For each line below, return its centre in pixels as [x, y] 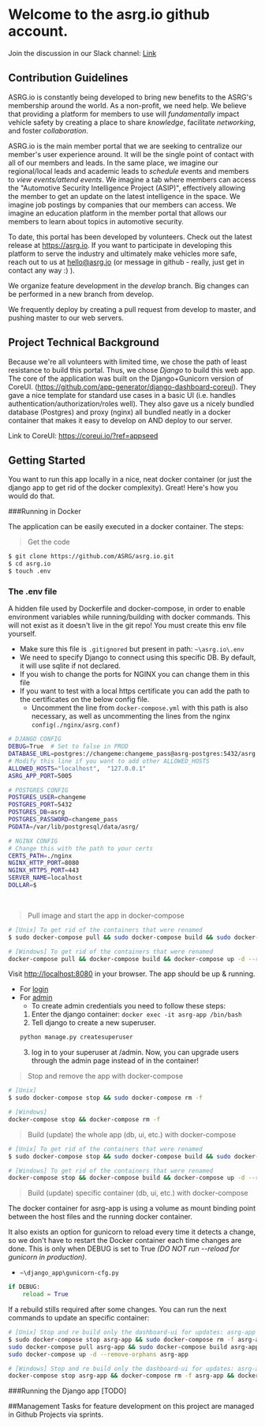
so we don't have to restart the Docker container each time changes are [125, 1241]
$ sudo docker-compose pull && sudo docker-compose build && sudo [119, 937]
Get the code [49, 542]
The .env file [33, 591]
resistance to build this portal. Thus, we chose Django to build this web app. [132, 370]
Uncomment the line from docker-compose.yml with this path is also [140, 708]
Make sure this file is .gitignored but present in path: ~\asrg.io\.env [132, 649]
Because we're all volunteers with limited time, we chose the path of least [127, 362]
